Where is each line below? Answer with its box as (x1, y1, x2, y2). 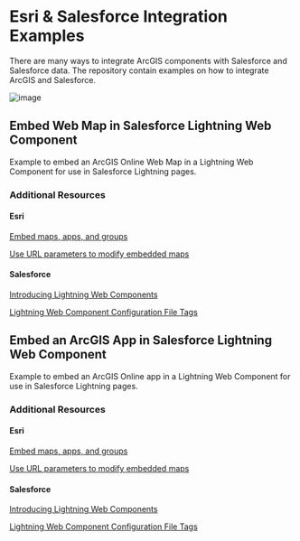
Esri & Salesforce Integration (9, 6, 228, 27)
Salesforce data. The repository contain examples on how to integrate (9, 65, 269, 76)
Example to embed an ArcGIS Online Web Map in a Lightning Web (9, 156, 254, 167)
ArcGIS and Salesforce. (9, 74, 97, 85)
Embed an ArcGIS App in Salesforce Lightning (9, 332, 273, 349)
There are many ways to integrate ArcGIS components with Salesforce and (9, 55, 287, 66)
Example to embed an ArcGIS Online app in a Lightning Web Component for (9, 370, 291, 381)
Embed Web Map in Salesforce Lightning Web (9, 118, 272, 134)
